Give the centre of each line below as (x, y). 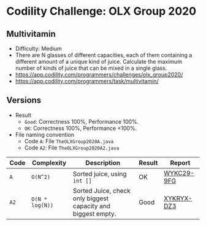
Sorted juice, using (100, 174)
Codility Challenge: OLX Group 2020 (101, 11)
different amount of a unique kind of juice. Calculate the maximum (99, 62)
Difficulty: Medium (39, 48)
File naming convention (45, 134)
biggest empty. (94, 214)
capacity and (91, 206)
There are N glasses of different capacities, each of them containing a (104, 55)
